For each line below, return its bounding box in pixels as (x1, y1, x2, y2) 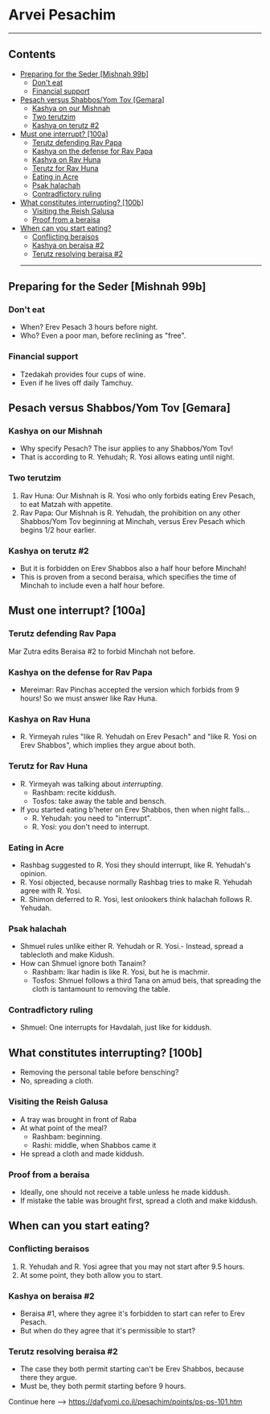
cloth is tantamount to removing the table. (31, 984, 170, 994)
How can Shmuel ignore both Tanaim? (19, 959, 146, 968)
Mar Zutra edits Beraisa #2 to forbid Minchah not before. (8, 647, 195, 656)
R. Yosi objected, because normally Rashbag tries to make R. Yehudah (19, 877, 253, 887)
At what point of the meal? (19, 1123, 108, 1133)
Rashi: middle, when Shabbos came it (31, 1140, 157, 1150)
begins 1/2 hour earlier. (19, 525, 96, 534)
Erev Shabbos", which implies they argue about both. (19, 740, 196, 751)
